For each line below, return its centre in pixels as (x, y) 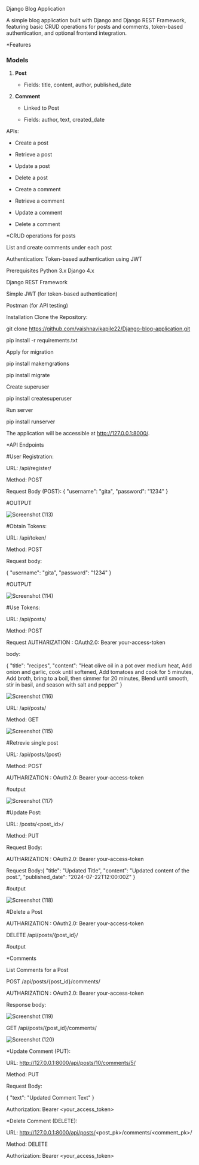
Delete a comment (37, 224)
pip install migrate (28, 375)
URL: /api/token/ (26, 538)
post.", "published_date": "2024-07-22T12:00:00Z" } (71, 877)
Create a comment (38, 189)
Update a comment (39, 213)
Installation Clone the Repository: (47, 317)
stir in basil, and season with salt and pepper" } (64, 685)
